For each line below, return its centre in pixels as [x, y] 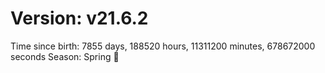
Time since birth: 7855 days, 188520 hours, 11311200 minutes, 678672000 [163, 46]
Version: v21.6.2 [79, 18]
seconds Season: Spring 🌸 [65, 56]
